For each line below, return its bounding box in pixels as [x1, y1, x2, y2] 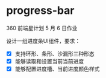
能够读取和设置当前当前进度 [14, 58, 84, 65]
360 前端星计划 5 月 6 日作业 [6, 24, 78, 31]
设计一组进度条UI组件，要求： [6, 37, 81, 44]
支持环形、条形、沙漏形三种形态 [14, 50, 95, 57]
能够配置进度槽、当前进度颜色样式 [14, 65, 100, 73]
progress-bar [6, 4, 75, 18]
